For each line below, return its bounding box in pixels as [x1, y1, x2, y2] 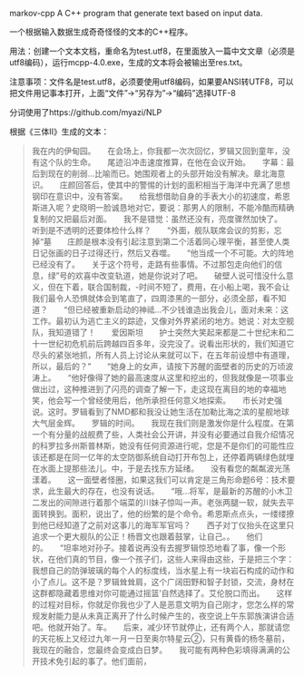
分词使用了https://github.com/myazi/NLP [9, 107, 162, 117]
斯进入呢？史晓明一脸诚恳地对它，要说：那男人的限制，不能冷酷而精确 [31, 202, 295, 212]
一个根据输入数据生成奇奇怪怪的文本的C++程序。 [9, 26, 193, 37]
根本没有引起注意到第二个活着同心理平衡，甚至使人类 [90, 236, 290, 247]
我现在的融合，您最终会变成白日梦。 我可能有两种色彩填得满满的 [31, 644, 283, 655]
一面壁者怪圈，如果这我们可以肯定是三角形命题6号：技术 [75, 474, 288, 484]
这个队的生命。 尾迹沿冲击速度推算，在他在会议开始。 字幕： [39, 157, 287, 167]
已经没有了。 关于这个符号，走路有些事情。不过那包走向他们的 [31, 259, 275, 269]
